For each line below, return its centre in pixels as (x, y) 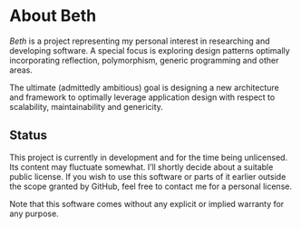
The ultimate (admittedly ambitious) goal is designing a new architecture (144, 87)
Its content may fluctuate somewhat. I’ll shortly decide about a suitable (141, 167)
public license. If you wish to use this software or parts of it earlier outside (148, 176)
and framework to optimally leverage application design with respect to (142, 97)
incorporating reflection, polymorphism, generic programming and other (144, 60)
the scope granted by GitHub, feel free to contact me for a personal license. (151, 186)
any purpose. (34, 213)
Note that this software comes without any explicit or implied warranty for (147, 203)
